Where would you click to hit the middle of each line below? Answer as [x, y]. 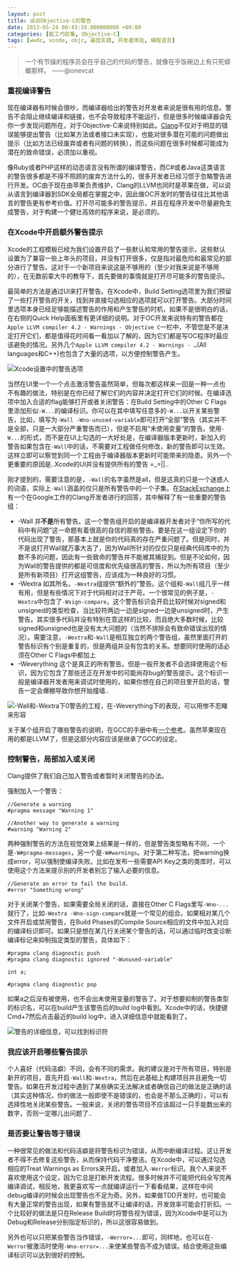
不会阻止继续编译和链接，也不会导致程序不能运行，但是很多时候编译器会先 [122, 117]
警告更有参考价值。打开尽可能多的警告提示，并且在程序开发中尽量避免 [122, 203]
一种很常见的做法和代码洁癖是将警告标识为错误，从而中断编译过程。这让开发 [119, 1150]
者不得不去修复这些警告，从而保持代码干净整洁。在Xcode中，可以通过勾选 [117, 1159]
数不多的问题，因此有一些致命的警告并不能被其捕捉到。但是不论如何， [121, 556]
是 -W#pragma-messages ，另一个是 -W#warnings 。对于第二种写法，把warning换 [118, 852]
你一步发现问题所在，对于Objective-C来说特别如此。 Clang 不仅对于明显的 [115, 126]
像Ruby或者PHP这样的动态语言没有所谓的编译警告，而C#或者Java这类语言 [117, 168]
